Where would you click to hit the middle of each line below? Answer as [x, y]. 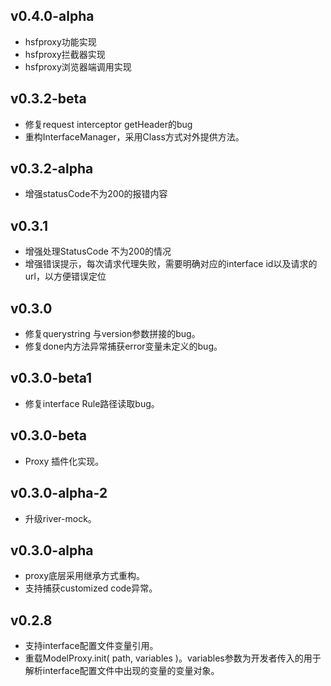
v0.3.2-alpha [52, 169]
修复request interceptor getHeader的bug [108, 124]
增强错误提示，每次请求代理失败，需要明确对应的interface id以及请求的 [171, 264]
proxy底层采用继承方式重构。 [84, 576]
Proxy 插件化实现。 [64, 461]
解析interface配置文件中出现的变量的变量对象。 [122, 671]
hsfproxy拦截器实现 [65, 54]
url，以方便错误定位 [65, 276]
